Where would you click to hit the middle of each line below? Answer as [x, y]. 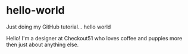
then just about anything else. [43, 45]
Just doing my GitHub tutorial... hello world [59, 27]
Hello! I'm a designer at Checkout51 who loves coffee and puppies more [94, 38]
